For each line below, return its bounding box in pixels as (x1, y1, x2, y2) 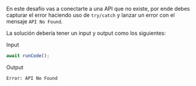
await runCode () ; (6, 53, 50, 59)
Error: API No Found (6, 75, 58, 81)
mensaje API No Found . (6, 18, 63, 25)
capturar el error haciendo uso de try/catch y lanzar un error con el (6, 11, 175, 19)
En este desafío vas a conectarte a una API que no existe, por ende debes (6, 5, 190, 12)
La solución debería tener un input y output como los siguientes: (6, 29, 166, 37)
